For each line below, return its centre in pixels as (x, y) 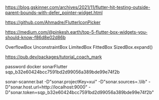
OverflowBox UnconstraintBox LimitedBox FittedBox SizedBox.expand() (79, 47)
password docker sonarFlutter (36, 67)
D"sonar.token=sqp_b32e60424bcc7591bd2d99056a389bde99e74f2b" (80, 92)
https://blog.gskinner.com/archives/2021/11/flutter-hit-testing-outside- (78, 7)
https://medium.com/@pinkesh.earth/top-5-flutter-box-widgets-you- (76, 32)
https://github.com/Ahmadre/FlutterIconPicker (53, 22)
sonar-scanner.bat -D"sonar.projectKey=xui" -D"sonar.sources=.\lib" (76, 82)
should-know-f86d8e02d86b (36, 37)
